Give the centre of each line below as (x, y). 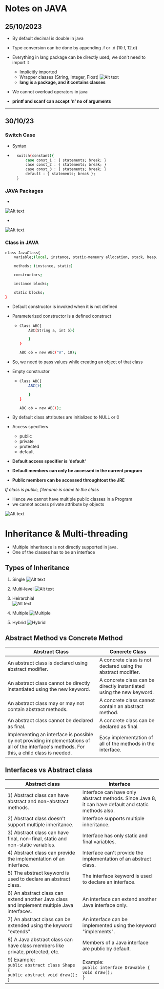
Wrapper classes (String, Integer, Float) (59, 77)
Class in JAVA (22, 242)
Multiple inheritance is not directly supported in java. (65, 547)
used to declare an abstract (39, 879)
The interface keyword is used (117, 876)
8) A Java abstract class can (40, 939)
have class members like (36, 945)
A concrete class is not (125, 659)
